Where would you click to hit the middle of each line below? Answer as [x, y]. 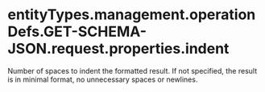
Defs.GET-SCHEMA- [77, 32]
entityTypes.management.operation [132, 15]
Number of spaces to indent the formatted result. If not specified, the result [132, 70]
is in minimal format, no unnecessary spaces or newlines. [103, 79]
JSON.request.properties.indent [118, 49]
